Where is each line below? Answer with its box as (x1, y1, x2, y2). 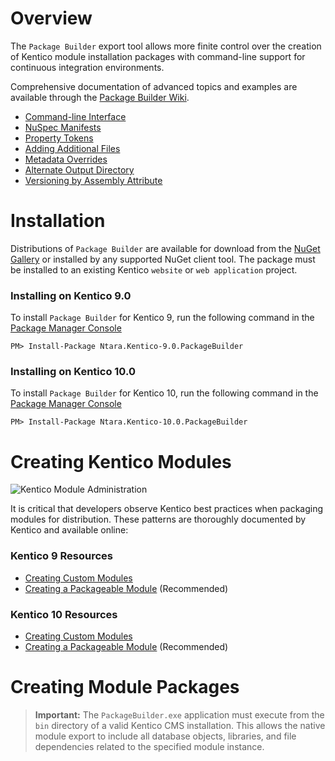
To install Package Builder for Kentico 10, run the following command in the (10, 387, 319, 399)
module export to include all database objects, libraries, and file (34, 730, 297, 742)
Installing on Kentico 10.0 (10, 365, 136, 379)
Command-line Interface (24, 110, 127, 122)
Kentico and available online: (10, 524, 129, 536)
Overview (10, 7, 93, 30)
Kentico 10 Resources (10, 607, 118, 621)
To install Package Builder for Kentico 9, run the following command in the (10, 312, 315, 324)
